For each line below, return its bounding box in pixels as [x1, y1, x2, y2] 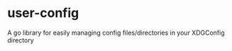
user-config [7, 5, 79, 21]
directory [7, 35, 34, 44]
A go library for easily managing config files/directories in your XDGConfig [7, 28, 225, 37]
